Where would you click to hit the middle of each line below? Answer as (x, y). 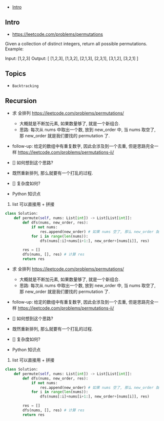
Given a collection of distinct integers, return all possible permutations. (76, 44)
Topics (16, 74)
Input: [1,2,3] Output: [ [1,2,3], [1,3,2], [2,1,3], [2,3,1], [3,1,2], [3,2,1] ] (72, 58)
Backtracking (25, 86)
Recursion (21, 101)
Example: (14, 49)
